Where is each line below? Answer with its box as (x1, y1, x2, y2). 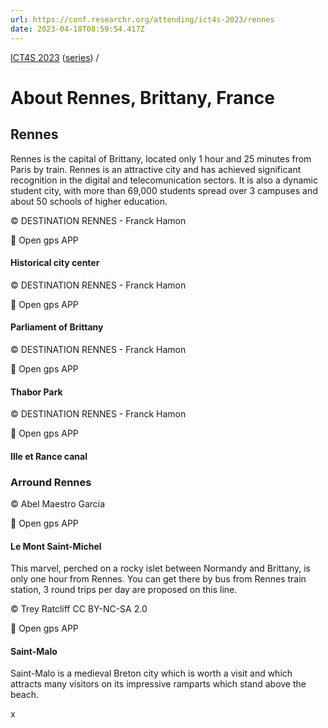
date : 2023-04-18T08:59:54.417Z (10, 24, 145, 34)
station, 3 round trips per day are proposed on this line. (10, 584, 238, 596)
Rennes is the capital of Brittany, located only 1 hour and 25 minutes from (10, 152, 312, 165)
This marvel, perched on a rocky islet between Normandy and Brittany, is (10, 562, 311, 575)
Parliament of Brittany (10, 321, 104, 333)
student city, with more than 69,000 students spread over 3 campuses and (10, 184, 318, 196)
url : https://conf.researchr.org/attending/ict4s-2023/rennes (10, 14, 275, 25)
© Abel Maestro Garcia (10, 498, 106, 510)
